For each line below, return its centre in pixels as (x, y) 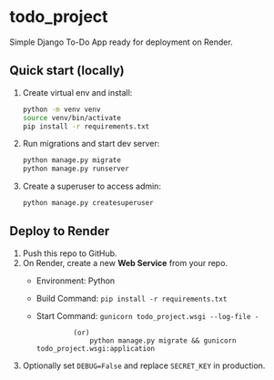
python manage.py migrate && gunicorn (163, 340)
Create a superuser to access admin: (92, 186)
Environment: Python (76, 281)
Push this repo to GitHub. (70, 253)
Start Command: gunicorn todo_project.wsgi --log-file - (147, 315)
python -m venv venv (61, 109)
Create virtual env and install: (77, 92)
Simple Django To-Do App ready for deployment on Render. (122, 42)
